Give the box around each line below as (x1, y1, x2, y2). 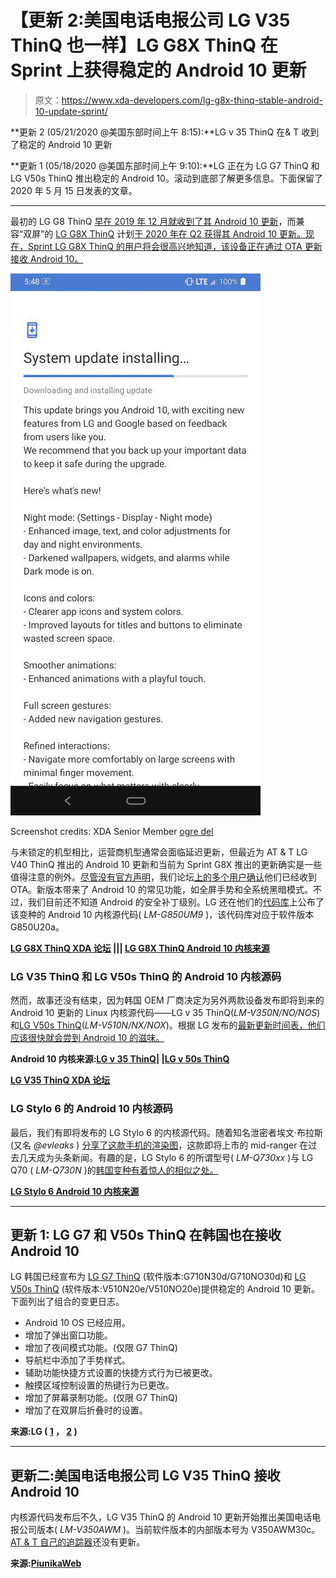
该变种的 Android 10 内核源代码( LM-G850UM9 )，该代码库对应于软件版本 (10, 908, 315, 920)
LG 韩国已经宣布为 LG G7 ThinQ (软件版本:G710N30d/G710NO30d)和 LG (10, 1271, 307, 1283)
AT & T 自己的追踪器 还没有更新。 (10, 1536, 146, 1548)
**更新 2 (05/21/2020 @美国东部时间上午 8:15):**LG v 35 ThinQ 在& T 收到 (10, 126, 320, 138)
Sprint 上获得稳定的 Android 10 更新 (10, 59, 307, 82)
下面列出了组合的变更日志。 (10, 1296, 125, 1308)
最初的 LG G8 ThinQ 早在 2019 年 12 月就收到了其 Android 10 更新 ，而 (10, 215, 297, 227)
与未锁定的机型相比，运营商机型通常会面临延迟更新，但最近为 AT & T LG (10, 846, 308, 858)
